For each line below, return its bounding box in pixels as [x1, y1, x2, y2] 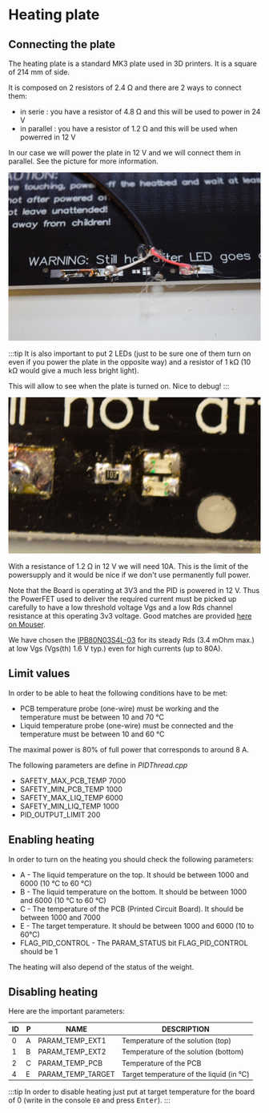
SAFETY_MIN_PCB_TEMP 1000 [19, 784, 122, 794]
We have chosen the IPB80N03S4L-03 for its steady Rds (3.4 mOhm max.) [8, 635, 255, 645]
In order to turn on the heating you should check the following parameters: [8, 854, 255, 864]
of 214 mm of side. [8, 67, 70, 77]
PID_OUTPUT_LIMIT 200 [19, 809, 101, 819]
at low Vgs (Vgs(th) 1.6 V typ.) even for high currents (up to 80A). [8, 643, 223, 654]
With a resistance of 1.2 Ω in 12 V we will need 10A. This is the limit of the [8, 562, 249, 571]
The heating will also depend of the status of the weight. [8, 962, 195, 971]
